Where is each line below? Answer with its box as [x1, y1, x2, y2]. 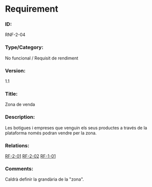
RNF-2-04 [5, 32, 26, 37]
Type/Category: [5, 44, 44, 51]
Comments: [5, 165, 34, 172]
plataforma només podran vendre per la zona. [5, 130, 97, 136]
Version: [5, 67, 26, 74]
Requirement [5, 3, 58, 15]
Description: [5, 113, 35, 120]
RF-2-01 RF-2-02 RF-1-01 [5, 153, 56, 159]
